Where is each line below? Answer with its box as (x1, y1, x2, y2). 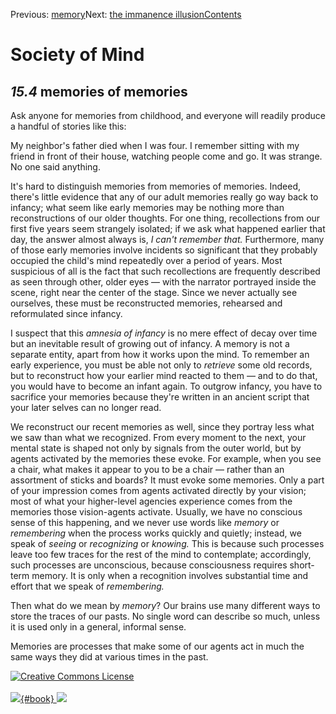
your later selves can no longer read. (10, 402, 162, 413)
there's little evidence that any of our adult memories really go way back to (10, 191, 319, 203)
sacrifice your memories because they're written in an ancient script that (10, 391, 310, 403)
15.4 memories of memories (10, 83, 188, 100)
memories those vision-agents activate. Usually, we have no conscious (10, 506, 303, 518)
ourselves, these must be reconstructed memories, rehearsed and (10, 297, 283, 309)
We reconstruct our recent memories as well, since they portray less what (10, 421, 315, 433)
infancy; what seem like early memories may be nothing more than (10, 202, 285, 213)
